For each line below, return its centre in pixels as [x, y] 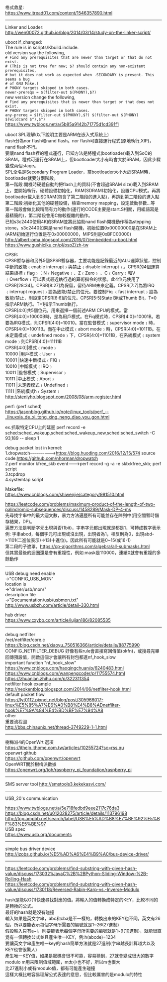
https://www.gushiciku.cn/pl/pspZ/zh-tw [47, 245]
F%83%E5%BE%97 [26, 824]
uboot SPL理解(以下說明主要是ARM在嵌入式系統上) [57, 134]
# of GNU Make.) [22, 84]
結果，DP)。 [22, 521]
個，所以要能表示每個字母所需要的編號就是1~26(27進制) [62, 925]
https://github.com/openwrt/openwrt [43, 758]
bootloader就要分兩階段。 [32, 178]
